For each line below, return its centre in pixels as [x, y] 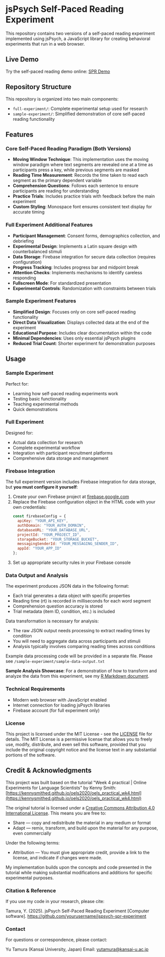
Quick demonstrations [35, 409]
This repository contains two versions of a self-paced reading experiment [80, 33]
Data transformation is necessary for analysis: [52, 621]
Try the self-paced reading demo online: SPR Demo [58, 71]
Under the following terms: [33, 843]
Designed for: [19, 433]
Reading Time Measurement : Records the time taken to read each [80, 175]
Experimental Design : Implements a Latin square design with [75, 246]
